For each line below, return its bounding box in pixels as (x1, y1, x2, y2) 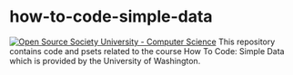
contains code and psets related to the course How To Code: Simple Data (9, 45, 285, 56)
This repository (217, 36, 276, 47)
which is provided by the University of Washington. (9, 55, 201, 66)
